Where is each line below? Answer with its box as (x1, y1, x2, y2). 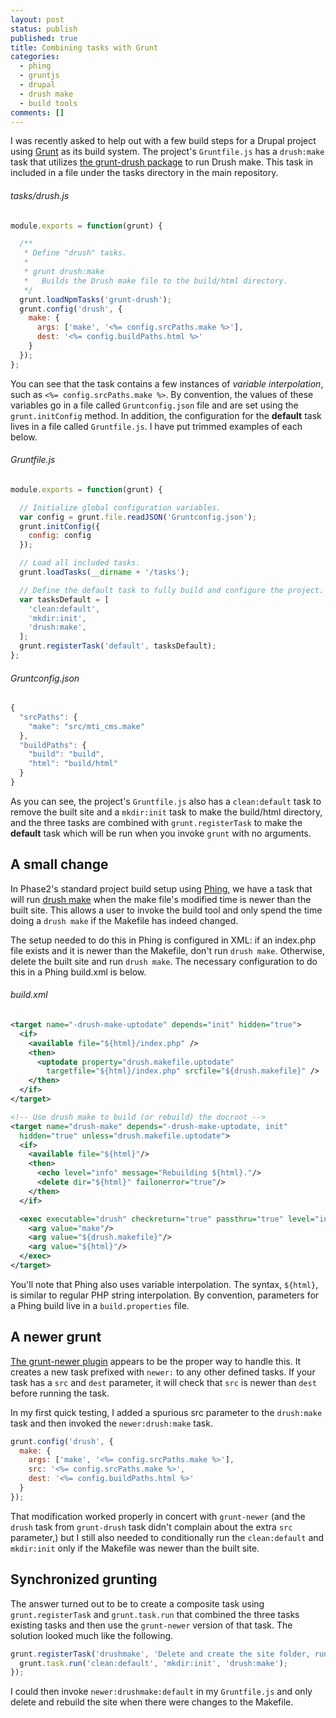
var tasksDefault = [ (19, 594, 110, 605)
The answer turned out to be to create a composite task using (10, 1597, 265, 1610)
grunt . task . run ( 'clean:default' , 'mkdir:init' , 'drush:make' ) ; (19, 1658, 288, 1668)
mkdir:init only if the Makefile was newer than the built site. (10, 1542, 260, 1554)
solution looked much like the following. (10, 1629, 174, 1641)
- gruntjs (19, 71, 60, 81)
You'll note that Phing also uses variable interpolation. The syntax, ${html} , (10, 1278, 319, 1290)
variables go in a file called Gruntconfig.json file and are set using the (10, 399, 299, 411)
